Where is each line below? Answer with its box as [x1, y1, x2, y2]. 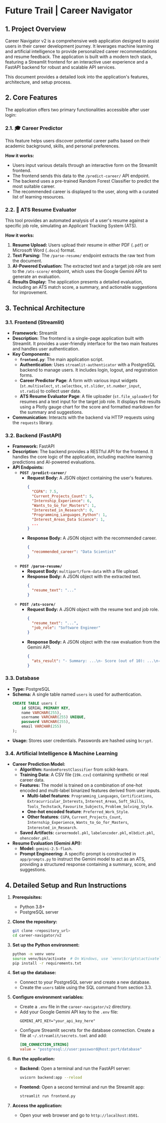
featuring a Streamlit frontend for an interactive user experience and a [5, 59, 148, 65]
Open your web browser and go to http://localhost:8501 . [19, 1112, 139, 1118]
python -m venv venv [12, 951, 55, 956]
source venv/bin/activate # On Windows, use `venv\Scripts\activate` [12, 956, 162, 961]
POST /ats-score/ [19, 602, 56, 607]
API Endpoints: [12, 464, 44, 470]
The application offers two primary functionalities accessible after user [5, 107, 150, 113]
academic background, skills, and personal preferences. [5, 143, 120, 149]
